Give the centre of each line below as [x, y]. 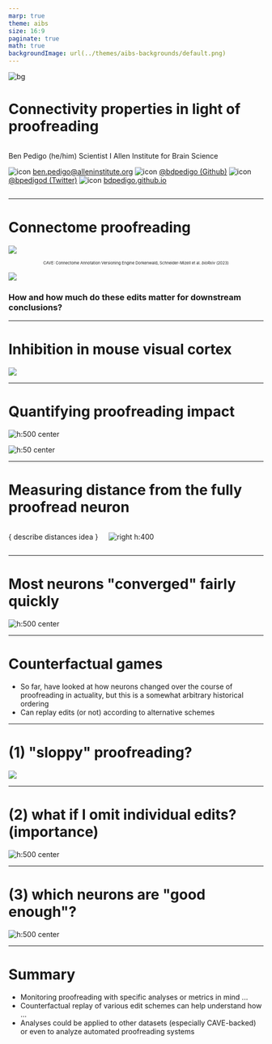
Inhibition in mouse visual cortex [120, 350]
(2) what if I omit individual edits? [123, 815]
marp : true [27, 16]
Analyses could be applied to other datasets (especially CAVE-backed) [138, 1023]
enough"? [42, 912]
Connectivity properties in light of [125, 109]
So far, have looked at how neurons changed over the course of [126, 686]
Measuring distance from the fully [125, 490]
